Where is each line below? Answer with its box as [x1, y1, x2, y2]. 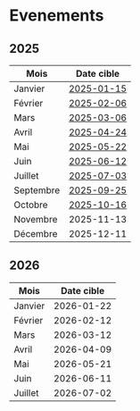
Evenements [9, 5, 104, 26]
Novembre [13, 214, 58, 225]
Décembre [13, 228, 58, 239]
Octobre [13, 198, 48, 211]
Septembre [13, 184, 61, 197]
